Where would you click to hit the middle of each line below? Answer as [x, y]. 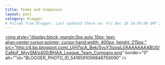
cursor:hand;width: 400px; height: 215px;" [104, 43]
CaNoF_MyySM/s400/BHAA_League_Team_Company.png [64, 53]
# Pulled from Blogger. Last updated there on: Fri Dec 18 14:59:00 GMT [81, 23]
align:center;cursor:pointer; [33, 43]
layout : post [18, 14]
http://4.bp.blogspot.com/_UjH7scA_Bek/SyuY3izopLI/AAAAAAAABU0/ [88, 47]
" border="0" [135, 53]
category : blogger [24, 19]
